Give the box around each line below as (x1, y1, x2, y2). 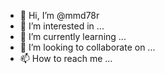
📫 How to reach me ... (19, 53, 113, 64)
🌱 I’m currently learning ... (19, 31, 127, 42)
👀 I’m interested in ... (19, 20, 105, 32)
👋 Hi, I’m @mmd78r (19, 10, 100, 21)
